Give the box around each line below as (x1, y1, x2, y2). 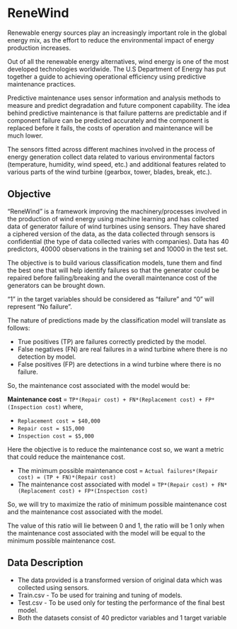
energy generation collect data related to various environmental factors (7, 152, 215, 161)
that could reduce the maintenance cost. (7, 452, 126, 461)
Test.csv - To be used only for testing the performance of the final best (17, 598, 225, 607)
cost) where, (45, 402, 83, 411)
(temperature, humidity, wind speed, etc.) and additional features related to (7, 160, 226, 168)
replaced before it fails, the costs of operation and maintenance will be (7, 123, 214, 132)
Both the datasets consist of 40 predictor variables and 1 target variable (17, 613, 227, 622)
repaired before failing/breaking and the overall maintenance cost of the (7, 273, 217, 282)
